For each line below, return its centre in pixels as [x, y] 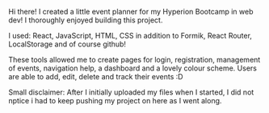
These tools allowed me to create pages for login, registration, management [134, 60]
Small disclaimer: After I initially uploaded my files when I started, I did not [131, 92]
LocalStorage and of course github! [67, 44]
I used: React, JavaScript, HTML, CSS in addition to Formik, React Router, [130, 36]
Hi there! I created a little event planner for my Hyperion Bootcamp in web [131, 12]
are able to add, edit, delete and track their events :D [96, 77]
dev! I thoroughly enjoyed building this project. [86, 20]
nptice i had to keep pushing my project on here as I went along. [115, 101]
